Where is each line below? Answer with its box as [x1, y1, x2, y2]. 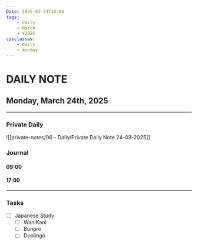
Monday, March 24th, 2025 [6, 96, 108, 106]
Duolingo [23, 232, 46, 239]
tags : [6, 14, 19, 20]
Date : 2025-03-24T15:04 [6, 8, 65, 15]
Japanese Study [14, 212, 55, 219]
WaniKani [23, 219, 47, 226]
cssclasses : [6, 36, 35, 42]
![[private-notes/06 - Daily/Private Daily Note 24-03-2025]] [6, 134, 150, 141]
